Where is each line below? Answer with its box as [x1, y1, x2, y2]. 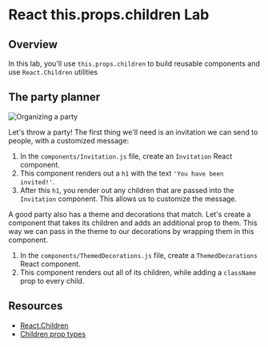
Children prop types [19, 329, 86, 338]
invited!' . [19, 176, 55, 186]
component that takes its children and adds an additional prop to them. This [8, 218, 258, 228]
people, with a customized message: [8, 135, 130, 145]
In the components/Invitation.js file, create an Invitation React [19, 151, 233, 161]
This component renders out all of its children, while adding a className [19, 267, 257, 277]
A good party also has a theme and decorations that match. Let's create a [8, 209, 251, 219]
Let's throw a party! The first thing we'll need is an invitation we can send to [8, 127, 258, 137]
